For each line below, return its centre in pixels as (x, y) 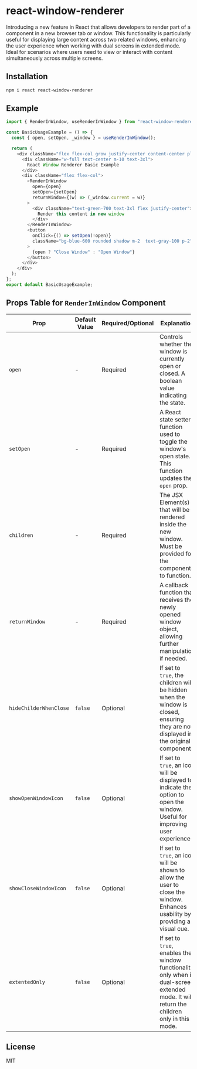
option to (172, 794)
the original (175, 741)
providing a (175, 921)
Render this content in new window (81, 214)
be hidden (173, 690)
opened (170, 614)
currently (172, 359)
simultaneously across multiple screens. (55, 58)
